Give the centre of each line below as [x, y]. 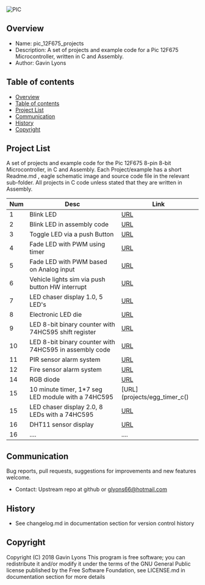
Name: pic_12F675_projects [49, 43]
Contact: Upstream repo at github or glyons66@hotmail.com [91, 490]
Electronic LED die [56, 315]
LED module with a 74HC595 [72, 397]
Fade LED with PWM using [67, 245]
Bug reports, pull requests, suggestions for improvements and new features [101, 471]
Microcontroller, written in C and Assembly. [69, 56]
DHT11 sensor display [62, 425]
